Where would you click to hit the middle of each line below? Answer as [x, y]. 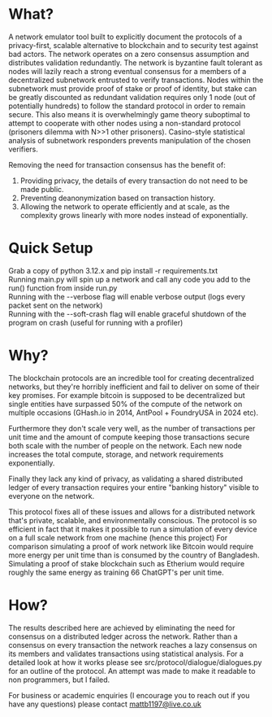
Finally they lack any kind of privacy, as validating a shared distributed [126, 479]
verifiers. [23, 149]
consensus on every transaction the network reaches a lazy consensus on [133, 645]
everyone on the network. [52, 496]
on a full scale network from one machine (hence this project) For [118, 537]
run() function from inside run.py [63, 288]
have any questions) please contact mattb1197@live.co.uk [105, 704]
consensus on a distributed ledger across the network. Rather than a [123, 636]
